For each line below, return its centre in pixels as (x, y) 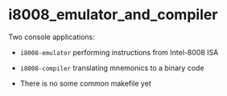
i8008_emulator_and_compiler (113, 15)
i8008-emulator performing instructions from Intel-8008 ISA (119, 52)
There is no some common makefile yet (85, 83)
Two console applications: (52, 37)
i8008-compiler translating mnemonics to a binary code (112, 68)
